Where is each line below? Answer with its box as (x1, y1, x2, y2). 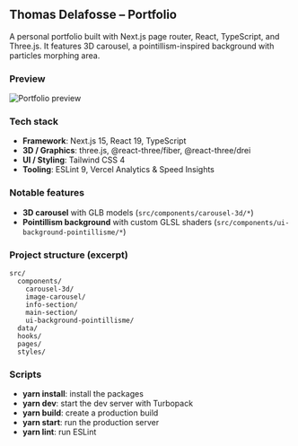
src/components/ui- (216, 218, 290, 227)
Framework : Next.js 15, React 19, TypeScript (22, 136, 187, 146)
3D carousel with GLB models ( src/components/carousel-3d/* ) (22, 206, 254, 218)
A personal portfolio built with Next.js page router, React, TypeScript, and (9, 31, 280, 41)
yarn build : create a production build (22, 407, 159, 418)
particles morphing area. (9, 49, 101, 61)
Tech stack (9, 116, 58, 128)
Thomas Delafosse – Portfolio (9, 7, 178, 22)
